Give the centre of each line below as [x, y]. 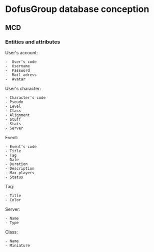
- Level [13, 106]
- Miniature [17, 246]
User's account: [22, 52]
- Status [14, 177]
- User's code [21, 62]
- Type [12, 223]
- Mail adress [21, 75]
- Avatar [15, 79]
